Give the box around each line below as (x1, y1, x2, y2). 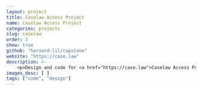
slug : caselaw (6, 31, 42, 37)
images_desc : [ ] (6, 70, 50, 76)
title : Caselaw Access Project (6, 14, 85, 20)
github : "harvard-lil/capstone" (6, 48, 87, 54)
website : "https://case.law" (6, 53, 79, 59)
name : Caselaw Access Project (6, 20, 82, 26)
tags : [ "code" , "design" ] (6, 75, 71, 81)
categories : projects (6, 25, 61, 32)
